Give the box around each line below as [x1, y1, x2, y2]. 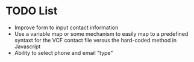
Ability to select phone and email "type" [14, 49, 113, 56]
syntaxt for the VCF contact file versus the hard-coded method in [14, 36, 177, 44]
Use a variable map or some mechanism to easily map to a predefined [14, 30, 189, 37]
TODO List [5, 4, 58, 18]
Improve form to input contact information [14, 24, 119, 31]
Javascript [14, 43, 41, 50]
